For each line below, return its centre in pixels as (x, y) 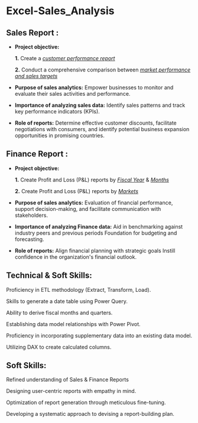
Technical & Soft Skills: (49, 276)
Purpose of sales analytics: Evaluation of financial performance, (94, 203)
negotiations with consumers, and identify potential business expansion (102, 129)
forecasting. (29, 239)
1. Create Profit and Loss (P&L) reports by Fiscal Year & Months (92, 180)
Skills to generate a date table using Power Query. (67, 301)
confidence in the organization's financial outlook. (76, 257)
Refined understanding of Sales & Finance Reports (67, 380)
